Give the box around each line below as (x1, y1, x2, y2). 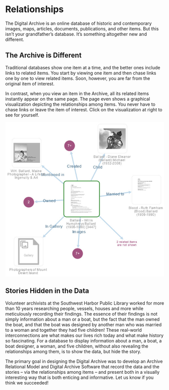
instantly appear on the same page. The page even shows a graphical (5, 96, 150, 102)
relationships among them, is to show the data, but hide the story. (5, 348, 141, 355)
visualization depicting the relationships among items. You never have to (5, 101, 155, 107)
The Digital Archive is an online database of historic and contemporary (5, 20, 152, 26)
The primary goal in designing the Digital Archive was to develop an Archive (5, 358, 163, 364)
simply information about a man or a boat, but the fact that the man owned (5, 316, 160, 322)
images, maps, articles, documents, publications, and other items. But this (5, 25, 159, 31)
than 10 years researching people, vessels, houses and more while (5, 305, 144, 312)
